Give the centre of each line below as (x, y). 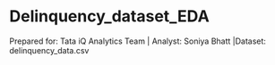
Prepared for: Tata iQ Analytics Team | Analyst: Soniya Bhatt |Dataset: (138, 41)
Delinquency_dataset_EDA (110, 16)
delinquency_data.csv (49, 50)
